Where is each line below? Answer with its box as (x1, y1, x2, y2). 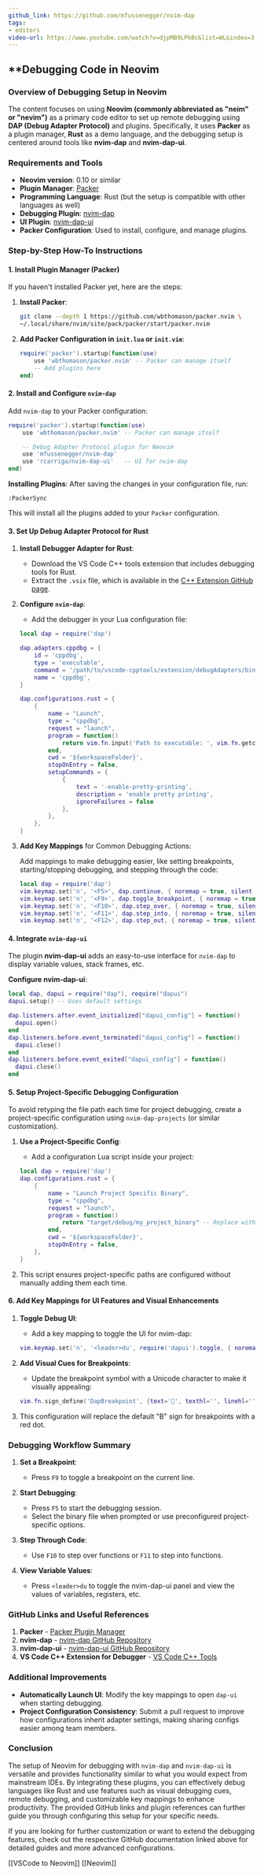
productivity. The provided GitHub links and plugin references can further (8, 1802, 246, 1812)
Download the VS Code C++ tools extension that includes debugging (31, 559, 255, 568)
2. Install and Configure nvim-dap (8, 389, 116, 398)
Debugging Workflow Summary (8, 1439, 131, 1450)
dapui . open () (15, 1019, 58, 1027)
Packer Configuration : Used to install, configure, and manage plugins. (19, 225, 248, 235)
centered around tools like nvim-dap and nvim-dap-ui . (8, 137, 187, 147)
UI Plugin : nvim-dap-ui (19, 218, 94, 227)
